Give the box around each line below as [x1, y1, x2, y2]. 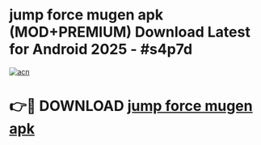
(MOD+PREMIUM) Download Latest [9, 23, 251, 41]
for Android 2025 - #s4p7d [9, 41, 193, 58]
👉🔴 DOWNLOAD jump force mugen [9, 97, 253, 115]
